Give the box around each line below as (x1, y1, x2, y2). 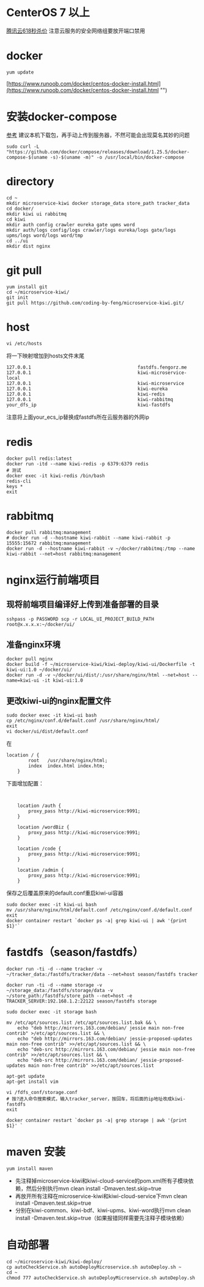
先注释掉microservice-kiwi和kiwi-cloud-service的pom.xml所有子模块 (15, 1177, 189, 1184)
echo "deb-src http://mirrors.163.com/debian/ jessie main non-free (17, 1047, 195, 1053)
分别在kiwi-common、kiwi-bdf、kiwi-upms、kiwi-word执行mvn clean (15, 1207, 191, 1214)
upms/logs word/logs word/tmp (6, 232, 84, 239)
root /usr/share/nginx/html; (28, 758, 108, 764)
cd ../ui (6, 237, 29, 244)
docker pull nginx (6, 656, 53, 662)
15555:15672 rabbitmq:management (6, 540, 92, 546)
